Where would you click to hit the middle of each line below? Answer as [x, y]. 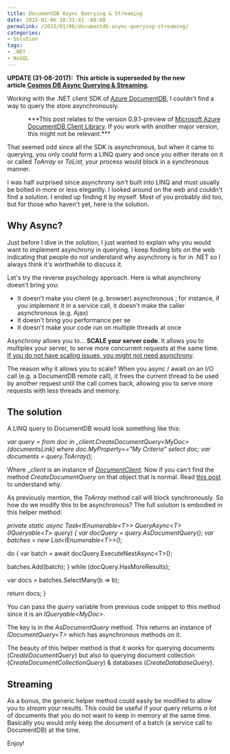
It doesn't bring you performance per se [74, 320]
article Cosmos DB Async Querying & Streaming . [78, 85]
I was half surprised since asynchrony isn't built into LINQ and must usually [113, 182]
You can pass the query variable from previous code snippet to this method [114, 607]
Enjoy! [16, 744]
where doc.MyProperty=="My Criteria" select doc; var [133, 449]
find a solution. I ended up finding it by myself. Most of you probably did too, [115, 197]
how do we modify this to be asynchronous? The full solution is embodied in [115, 505]
